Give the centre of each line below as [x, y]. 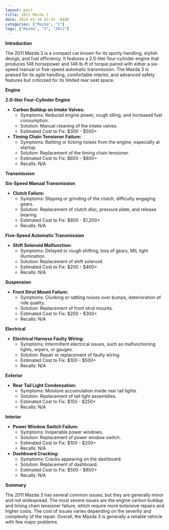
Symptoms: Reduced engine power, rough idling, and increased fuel [91, 115]
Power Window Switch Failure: [45, 427]
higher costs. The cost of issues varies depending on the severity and [78, 511]
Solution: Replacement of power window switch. [71, 438]
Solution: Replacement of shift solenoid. [62, 262]
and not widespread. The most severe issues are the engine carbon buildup [84, 501]
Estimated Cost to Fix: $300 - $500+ [59, 131]
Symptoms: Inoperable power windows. [62, 432]
